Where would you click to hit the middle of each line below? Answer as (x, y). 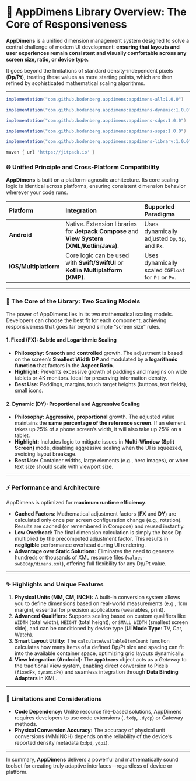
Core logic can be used (97, 255)
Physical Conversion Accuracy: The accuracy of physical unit (90, 730)
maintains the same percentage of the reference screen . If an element (100, 423)
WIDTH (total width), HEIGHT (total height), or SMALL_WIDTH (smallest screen (101, 622)
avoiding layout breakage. (45, 454)
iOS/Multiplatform (34, 267)
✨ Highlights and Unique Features (55, 584)
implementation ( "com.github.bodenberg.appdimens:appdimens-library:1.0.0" (99, 142)
